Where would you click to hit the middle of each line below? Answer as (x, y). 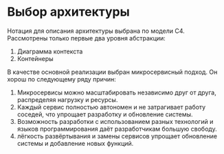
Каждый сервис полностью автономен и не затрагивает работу (111, 107)
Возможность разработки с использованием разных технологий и (115, 121)
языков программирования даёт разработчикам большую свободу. (117, 129)
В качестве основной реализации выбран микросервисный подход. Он (112, 72)
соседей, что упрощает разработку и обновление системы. (105, 114)
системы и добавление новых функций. (75, 143)
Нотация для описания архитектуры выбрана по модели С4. (96, 31)
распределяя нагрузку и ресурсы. (67, 99)
